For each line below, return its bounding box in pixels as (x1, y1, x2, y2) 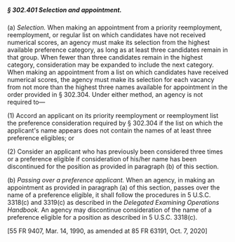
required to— (7, 98, 46, 106)
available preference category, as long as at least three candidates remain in (7, 46, 228, 54)
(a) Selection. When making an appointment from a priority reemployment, (7, 23, 222, 32)
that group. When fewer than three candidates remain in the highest (7, 53, 203, 61)
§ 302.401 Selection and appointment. (7, 6, 122, 14)
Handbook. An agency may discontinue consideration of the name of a (7, 206, 212, 214)
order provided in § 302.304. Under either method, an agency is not (7, 90, 203, 98)
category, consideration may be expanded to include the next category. (7, 60, 214, 69)
